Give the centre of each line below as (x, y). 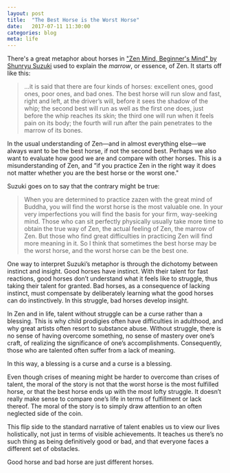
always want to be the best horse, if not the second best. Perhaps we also (112, 151)
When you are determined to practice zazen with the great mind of (118, 199)
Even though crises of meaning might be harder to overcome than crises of (113, 377)
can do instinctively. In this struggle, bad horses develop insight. (98, 300)
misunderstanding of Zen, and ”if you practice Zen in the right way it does (112, 166)
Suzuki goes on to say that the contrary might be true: (83, 186)
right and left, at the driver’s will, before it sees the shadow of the (116, 101)
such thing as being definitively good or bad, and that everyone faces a (108, 441)
